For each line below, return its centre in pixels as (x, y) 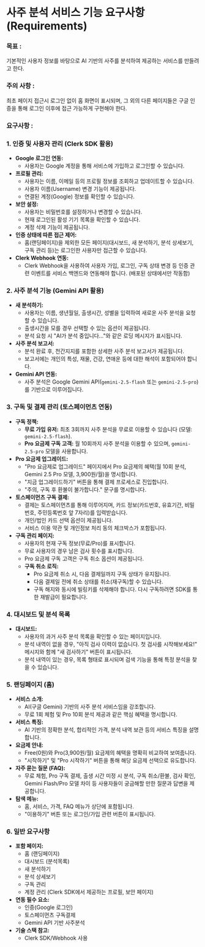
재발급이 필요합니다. (64, 597)
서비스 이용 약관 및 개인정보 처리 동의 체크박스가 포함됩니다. (95, 528)
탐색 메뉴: (27, 799)
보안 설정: (27, 204)
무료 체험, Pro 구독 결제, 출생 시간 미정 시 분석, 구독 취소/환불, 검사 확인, (110, 776)
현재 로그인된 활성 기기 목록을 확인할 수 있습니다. (82, 219)
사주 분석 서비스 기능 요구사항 (76, 13)
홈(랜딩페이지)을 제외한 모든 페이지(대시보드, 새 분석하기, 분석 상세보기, (109, 242)
